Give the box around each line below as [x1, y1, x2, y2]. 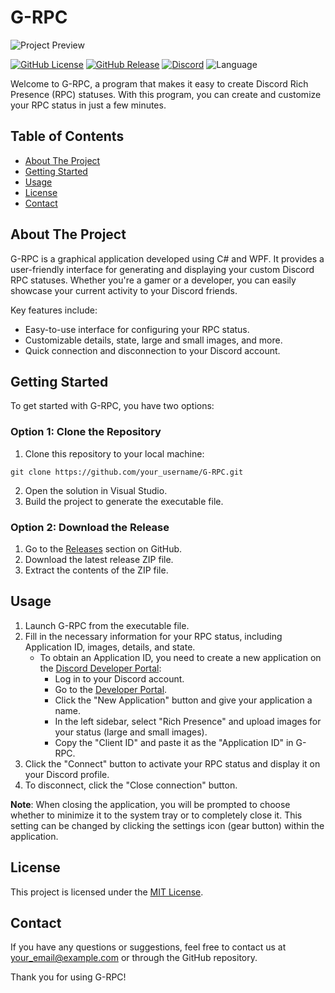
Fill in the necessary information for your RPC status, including [24, 630, 283, 642]
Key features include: [10, 304, 98, 316]
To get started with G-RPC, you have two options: [10, 400, 215, 412]
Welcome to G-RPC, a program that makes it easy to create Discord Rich [10, 77, 309, 90]
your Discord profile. [24, 768, 110, 780]
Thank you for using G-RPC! [10, 971, 127, 983]
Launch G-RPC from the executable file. [24, 619, 190, 631]
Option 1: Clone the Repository [10, 425, 162, 439]
